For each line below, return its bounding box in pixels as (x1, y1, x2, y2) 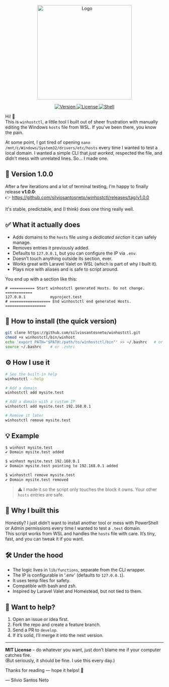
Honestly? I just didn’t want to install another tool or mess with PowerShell (5, 520, 158, 526)
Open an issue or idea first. (12, 616, 69, 622)
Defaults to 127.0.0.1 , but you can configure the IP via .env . (12, 250, 137, 256)
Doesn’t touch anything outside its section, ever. (12, 255, 113, 262)
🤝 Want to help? (5, 603, 55, 611)
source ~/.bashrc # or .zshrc (5, 344, 75, 350)
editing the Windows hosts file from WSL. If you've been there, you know (5, 124, 157, 130)
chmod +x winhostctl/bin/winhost (5, 335, 75, 340)
